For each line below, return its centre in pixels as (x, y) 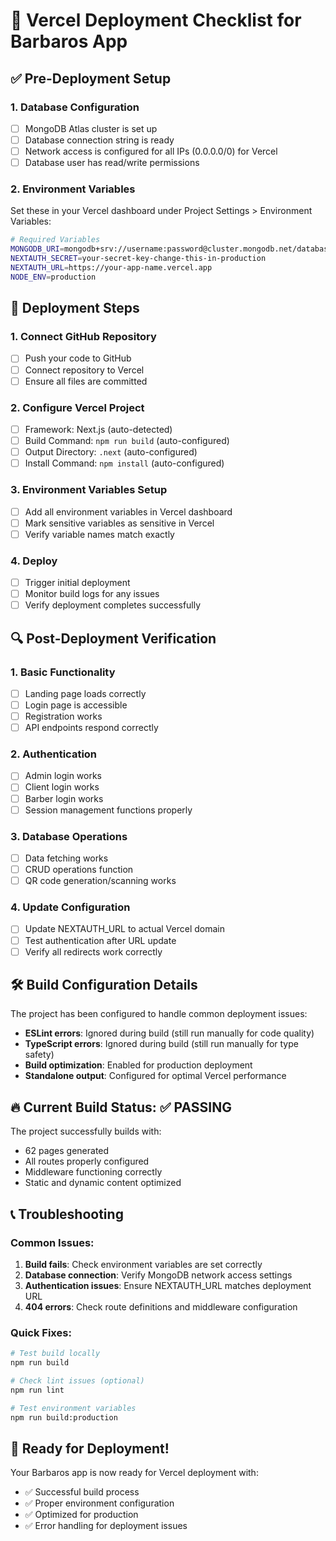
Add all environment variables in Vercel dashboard (128, 511)
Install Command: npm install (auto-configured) (124, 463)
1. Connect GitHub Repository (83, 337)
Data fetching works (66, 858)
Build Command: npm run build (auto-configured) (127, 441)
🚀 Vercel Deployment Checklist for (156, 20)
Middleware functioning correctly (93, 1172)
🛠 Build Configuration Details (104, 985)
